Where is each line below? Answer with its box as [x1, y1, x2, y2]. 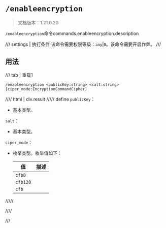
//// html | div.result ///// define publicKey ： [5, 96, 95, 102]
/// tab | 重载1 [5, 72, 33, 78]
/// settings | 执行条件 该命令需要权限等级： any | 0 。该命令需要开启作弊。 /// [5, 41, 161, 47]
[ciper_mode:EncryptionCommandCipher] [5, 86, 87, 91]
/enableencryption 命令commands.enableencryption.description [5, 30, 139, 37]
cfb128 [15, 179, 31, 185]
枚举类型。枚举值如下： [12, 150, 62, 156]
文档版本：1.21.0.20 [17, 19, 59, 25]
